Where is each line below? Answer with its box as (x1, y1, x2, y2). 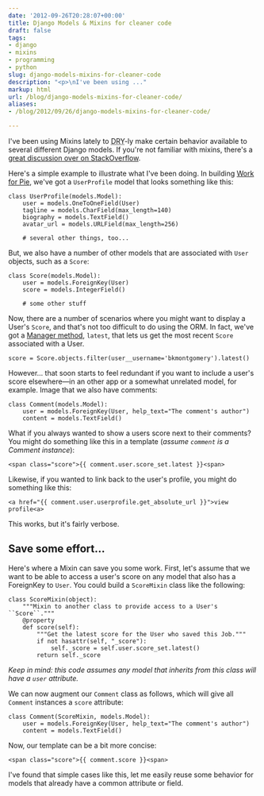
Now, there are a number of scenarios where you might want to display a (8, 314, 246, 323)
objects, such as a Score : (8, 257, 90, 266)
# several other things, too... (22, 234, 129, 242)
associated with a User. (8, 339, 85, 348)
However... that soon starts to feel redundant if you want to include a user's (8, 369, 254, 377)
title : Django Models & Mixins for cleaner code (8, 19, 172, 27)
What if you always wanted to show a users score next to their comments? (8, 428, 251, 438)
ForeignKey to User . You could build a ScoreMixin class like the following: (8, 580, 246, 589)
